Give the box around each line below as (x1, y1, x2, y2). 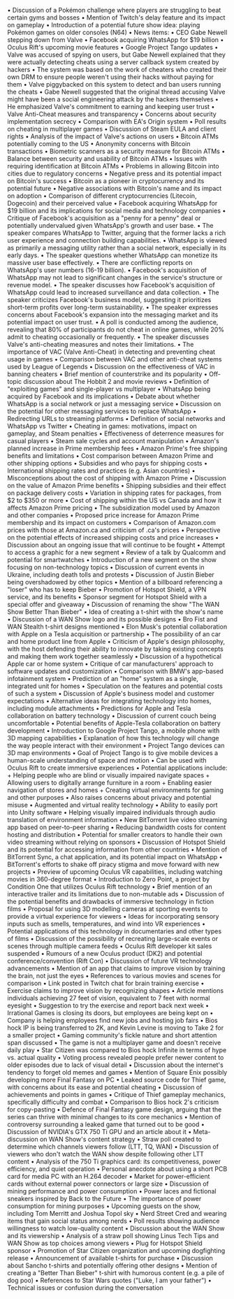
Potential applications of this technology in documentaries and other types (7, 927, 222, 935)
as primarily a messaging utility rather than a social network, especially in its (7, 244, 227, 252)
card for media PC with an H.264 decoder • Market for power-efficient (7, 1172, 210, 1180)
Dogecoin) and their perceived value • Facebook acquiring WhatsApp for (7, 199, 218, 207)
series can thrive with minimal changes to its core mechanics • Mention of (7, 1113, 221, 1121)
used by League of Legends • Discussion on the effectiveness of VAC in (7, 363, 215, 371)
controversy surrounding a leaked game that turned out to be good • (7, 1120, 205, 1128)
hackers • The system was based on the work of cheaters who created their (7, 66, 227, 73)
